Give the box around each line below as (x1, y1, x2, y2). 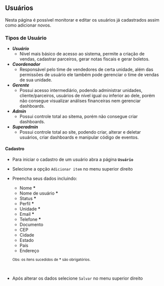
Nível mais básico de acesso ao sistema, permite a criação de (19, 51, 145, 57)
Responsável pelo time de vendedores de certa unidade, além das (19, 66, 154, 73)
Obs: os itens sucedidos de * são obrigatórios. (12, 257, 91, 262)
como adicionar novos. (5, 22, 52, 28)
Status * (19, 196, 37, 201)
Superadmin (12, 124, 38, 130)
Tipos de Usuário (5, 34, 47, 41)
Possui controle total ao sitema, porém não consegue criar (19, 114, 138, 119)
